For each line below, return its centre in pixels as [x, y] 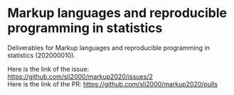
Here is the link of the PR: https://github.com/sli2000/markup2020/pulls [113, 84]
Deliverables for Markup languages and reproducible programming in [108, 47]
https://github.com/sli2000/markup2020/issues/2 [80, 77]
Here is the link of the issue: [48, 69]
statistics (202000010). [42, 55]
